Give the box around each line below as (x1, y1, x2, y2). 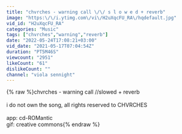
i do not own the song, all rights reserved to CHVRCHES (6, 102, 148, 109)
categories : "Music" (6, 26, 59, 32)
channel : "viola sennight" (6, 72, 75, 78)
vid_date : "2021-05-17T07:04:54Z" (6, 43, 95, 50)
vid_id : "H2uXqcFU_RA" (6, 20, 64, 26)
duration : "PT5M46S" (6, 49, 59, 55)
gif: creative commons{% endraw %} (6, 121, 100, 128)
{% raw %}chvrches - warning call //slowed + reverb (6, 88, 140, 95)
